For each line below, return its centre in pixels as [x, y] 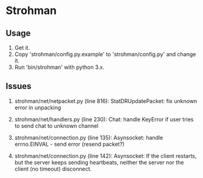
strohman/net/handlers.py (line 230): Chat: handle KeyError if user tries [104, 119]
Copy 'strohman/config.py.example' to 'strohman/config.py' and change [105, 54]
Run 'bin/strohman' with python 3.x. [59, 67]
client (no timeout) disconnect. [53, 169]
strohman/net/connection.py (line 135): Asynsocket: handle [89, 137]
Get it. [22, 48]
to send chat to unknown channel [56, 126]
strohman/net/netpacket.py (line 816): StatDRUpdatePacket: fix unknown [106, 101]
